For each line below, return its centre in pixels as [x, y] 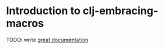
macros [25, 23]
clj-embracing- [120, 11]
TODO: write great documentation [47, 40]
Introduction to [43, 11]
